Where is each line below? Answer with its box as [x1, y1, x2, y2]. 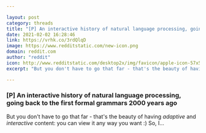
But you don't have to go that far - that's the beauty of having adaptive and [6, 113, 196, 120]
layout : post [6, 14, 40, 20]
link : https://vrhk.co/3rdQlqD [6, 37, 86, 44]
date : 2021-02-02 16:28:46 [6, 31, 75, 37]
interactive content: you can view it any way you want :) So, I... [6, 119, 164, 126]
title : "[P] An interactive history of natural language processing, [6, 26, 188, 32]
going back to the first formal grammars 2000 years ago [6, 99, 178, 107]
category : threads [6, 20, 53, 26]
